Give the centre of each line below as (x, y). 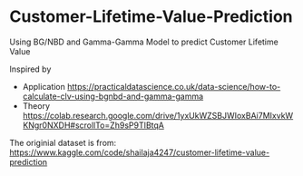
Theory (36, 105)
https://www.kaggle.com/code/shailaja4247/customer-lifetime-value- (140, 152)
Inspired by (30, 69)
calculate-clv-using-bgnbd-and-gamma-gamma (113, 96)
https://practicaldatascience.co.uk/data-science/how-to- (174, 86)
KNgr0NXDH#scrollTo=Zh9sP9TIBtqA (93, 125)
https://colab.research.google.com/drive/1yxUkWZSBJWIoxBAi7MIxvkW (158, 115)
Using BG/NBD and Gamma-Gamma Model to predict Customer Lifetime (144, 42)
